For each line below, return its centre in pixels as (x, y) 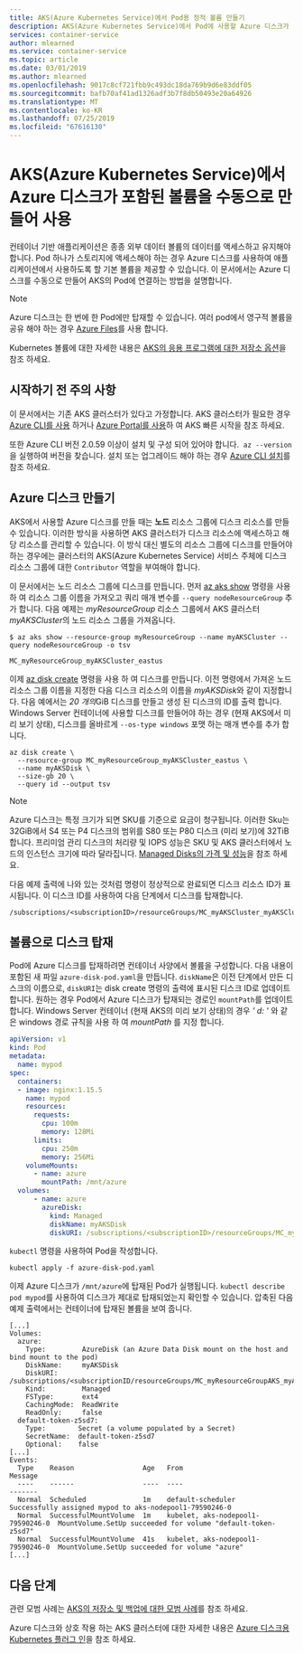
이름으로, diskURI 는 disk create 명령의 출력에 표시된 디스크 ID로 (146, 988)
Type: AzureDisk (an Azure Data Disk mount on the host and (157, 1350)
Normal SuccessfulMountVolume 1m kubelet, (109, 1516)
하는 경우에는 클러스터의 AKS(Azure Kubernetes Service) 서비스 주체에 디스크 (148, 555)
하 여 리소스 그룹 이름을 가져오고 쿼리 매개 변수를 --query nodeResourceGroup (146, 597)
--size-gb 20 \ (46, 776)
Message (24, 1476)
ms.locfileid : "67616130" (58, 128)
